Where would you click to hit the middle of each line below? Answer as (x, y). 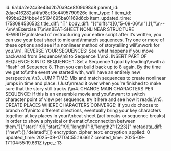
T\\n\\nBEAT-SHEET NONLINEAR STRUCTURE (86, 29)
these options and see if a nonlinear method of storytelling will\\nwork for (82, 45)
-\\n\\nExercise (21, 29)
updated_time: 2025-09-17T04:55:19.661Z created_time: (64, 137)
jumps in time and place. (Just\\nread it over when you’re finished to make (83, 83)
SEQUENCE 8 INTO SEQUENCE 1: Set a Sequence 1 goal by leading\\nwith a (85, 61)
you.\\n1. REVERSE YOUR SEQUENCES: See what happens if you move (80, 51)
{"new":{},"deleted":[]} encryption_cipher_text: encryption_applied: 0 (78, 132)
